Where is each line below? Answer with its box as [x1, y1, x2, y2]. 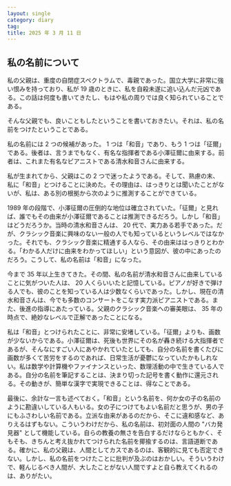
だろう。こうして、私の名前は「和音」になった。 [7, 256, 145, 264]
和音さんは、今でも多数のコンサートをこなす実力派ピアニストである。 [12, 296, 212, 304]
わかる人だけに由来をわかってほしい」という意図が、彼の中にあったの [21, 247, 222, 255]
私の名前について [7, 57, 80, 68]
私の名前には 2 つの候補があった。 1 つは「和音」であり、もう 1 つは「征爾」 [7, 140, 222, 148]
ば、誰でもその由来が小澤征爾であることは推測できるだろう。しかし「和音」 [7, 212, 224, 221]
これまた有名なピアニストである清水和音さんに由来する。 [25, 157, 188, 165]
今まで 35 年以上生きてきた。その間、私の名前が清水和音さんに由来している [7, 270, 223, 279]
